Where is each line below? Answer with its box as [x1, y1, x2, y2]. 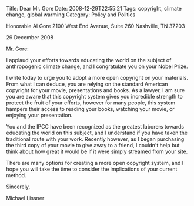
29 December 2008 [6, 34, 54, 40]
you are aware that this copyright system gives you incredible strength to [6, 93, 183, 100]
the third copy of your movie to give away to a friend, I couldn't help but [6, 142, 180, 148]
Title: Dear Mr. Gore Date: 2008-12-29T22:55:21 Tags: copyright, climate [6, 5, 182, 12]
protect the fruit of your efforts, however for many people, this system [6, 99, 176, 106]
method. [6, 172, 26, 178]
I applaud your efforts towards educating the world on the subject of [6, 57, 172, 63]
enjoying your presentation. [6, 112, 73, 119]
